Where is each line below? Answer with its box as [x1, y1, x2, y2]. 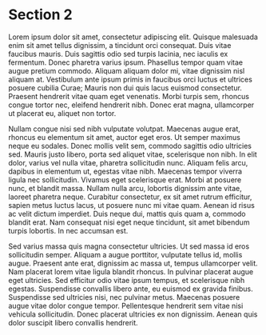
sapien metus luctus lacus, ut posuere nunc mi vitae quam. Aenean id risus [8, 200, 256, 209]
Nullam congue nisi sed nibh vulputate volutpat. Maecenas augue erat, [8, 124, 241, 134]
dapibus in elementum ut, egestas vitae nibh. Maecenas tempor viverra [8, 166, 242, 176]
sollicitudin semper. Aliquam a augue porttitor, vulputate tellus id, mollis [8, 249, 243, 259]
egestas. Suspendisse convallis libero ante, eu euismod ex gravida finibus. [8, 284, 253, 293]
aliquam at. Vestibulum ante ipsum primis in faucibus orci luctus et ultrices [8, 74, 253, 84]
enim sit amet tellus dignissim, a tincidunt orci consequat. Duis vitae [8, 40, 232, 50]
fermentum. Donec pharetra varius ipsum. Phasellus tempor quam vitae [8, 58, 244, 67]
